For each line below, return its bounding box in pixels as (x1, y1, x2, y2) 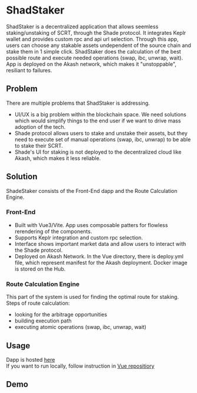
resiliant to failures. (6, 66, 52, 74)
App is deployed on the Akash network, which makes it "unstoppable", (6, 60, 176, 68)
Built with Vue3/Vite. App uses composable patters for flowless (14, 221, 168, 228)
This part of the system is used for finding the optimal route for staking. (6, 294, 179, 301)
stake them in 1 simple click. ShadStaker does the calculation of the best (6, 48, 181, 55)
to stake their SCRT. (14, 142, 64, 149)
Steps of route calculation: (6, 299, 70, 307)
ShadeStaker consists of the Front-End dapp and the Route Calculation (6, 187, 178, 194)
